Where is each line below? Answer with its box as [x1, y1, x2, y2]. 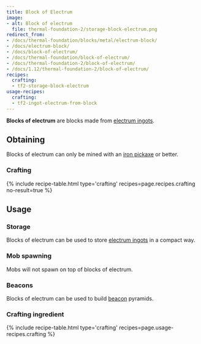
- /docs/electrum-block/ [6, 43, 70, 50]
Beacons [6, 281, 34, 290]
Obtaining [6, 135, 45, 145]
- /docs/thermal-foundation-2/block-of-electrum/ [6, 60, 136, 66]
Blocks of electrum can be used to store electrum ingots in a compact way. [6, 236, 195, 244]
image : [6, 15, 23, 21]
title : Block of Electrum [6, 9, 72, 15]
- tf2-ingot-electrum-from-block [12, 100, 97, 106]
